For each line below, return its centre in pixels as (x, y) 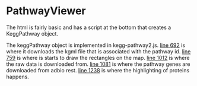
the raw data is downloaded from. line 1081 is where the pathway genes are (99, 64)
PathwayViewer (46, 11)
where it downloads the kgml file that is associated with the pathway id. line (99, 51)
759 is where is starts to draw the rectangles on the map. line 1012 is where (98, 58)
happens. (18, 77)
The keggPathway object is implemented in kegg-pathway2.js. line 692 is (96, 45)
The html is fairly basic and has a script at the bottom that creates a (89, 27)
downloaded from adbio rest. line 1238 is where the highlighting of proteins (98, 70)
